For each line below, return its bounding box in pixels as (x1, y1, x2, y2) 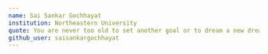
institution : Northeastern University (8, 19, 137, 27)
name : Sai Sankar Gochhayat (8, 11, 102, 20)
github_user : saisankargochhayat (8, 33, 120, 42)
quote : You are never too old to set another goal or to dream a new (8, 26, 245, 34)
